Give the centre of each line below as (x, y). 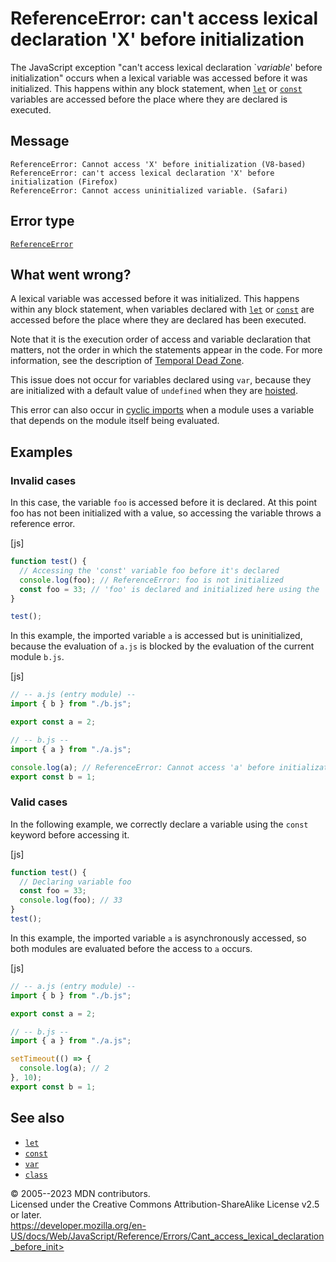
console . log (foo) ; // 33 (71, 900)
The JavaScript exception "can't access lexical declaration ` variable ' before (166, 67)
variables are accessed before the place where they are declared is (149, 99)
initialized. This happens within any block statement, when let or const (156, 88)
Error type (42, 221)
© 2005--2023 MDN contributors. (80, 1193)
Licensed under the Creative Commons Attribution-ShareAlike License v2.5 (165, 1204)
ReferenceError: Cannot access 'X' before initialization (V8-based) (158, 164)
